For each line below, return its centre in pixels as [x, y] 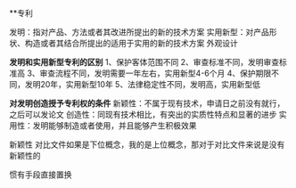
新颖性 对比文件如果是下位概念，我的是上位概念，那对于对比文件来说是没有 [147, 144]
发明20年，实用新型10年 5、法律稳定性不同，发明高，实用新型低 [143, 84]
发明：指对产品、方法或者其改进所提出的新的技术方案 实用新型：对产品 [139, 32]
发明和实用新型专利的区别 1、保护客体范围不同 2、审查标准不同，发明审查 [144, 62]
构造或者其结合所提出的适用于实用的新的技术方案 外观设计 [131, 43]
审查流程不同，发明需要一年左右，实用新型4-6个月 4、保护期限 [156, 73]
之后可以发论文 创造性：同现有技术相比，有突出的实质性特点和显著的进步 [143, 114]
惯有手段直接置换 [41, 175]
